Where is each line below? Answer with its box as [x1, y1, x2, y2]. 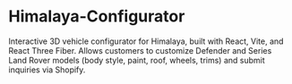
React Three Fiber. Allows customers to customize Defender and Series [8, 45, 272, 55]
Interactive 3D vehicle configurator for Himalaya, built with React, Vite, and [8, 36, 284, 46]
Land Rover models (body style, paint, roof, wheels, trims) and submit [8, 55, 265, 65]
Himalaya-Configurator [8, 6, 185, 27]
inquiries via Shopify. [8, 64, 86, 75]
